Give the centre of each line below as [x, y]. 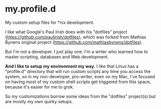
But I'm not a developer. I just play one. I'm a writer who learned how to [77, 52]
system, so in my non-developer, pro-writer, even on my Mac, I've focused [80, 76]
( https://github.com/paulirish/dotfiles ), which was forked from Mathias [76, 37]
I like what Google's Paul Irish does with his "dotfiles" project [66, 32]
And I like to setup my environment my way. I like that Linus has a [72, 66]
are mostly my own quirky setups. [39, 101]
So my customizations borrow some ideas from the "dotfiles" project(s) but [80, 96]
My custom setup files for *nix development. [50, 22]
